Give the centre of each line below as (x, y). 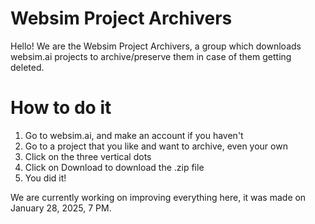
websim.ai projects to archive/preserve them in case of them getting (151, 56)
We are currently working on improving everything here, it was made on (158, 197)
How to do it (61, 108)
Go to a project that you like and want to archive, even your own (156, 146)
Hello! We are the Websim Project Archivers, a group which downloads (156, 46)
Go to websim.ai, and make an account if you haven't (134, 135)
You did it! (45, 178)
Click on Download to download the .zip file (114, 167)
